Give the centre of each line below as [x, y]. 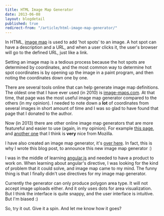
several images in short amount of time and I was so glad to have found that [82, 108]
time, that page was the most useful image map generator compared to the [81, 98]
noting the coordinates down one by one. [47, 78]
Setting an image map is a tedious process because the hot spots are [75, 62]
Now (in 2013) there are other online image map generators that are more [79, 123]
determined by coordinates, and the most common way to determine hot [78, 68]
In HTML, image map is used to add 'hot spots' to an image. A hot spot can [81, 42]
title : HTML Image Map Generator [39, 10]
